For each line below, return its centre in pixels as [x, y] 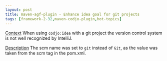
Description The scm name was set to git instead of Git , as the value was [81, 48]
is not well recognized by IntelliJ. [39, 38]
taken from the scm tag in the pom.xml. [45, 53]
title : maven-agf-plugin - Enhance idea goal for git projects [72, 14]
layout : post [19, 10]
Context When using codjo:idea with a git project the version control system [84, 33]
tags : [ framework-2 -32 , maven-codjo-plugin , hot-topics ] [63, 19]
